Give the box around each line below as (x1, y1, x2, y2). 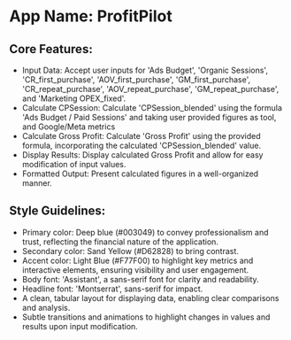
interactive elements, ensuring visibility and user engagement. (21, 264, 249, 275)
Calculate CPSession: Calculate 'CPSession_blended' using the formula (21, 103, 283, 112)
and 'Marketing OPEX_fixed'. (21, 93, 126, 104)
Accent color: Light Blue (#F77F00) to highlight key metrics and (21, 255, 254, 266)
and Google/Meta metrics (21, 121, 116, 132)
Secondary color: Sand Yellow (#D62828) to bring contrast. (21, 245, 239, 256)
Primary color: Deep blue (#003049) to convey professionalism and (21, 227, 269, 237)
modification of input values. (21, 159, 126, 169)
